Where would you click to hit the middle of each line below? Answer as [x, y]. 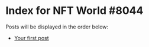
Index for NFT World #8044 [74, 11]
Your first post [31, 38]
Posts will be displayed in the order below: [57, 27]
